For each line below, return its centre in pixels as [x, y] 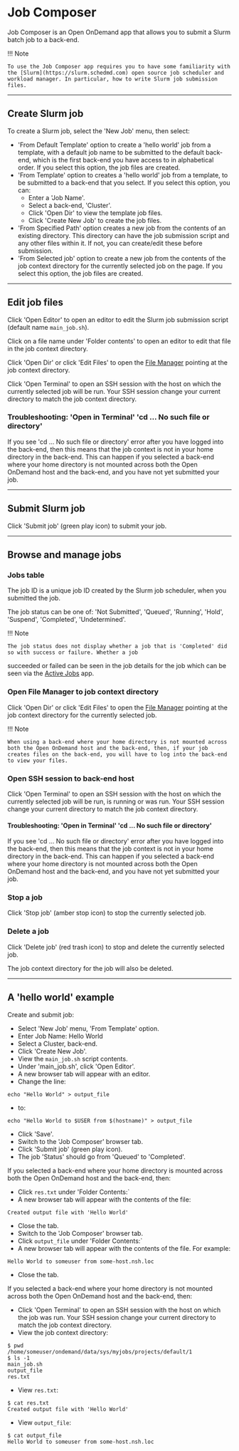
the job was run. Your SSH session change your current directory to [117, 1317]
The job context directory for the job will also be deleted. [90, 968]
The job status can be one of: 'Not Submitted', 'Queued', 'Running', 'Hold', [116, 612]
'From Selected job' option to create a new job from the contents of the [122, 258]
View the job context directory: [63, 1332]
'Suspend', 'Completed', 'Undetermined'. [67, 620]
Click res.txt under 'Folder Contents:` [74, 1192]
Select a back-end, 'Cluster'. [70, 205]
